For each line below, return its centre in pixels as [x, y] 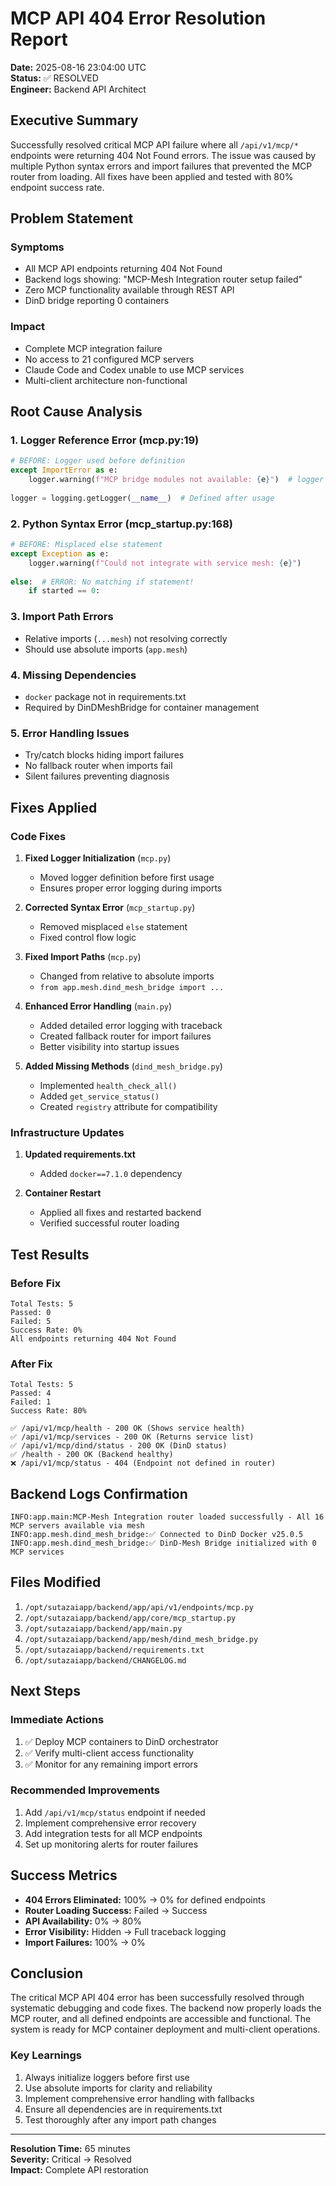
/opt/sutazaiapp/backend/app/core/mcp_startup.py [130, 1618]
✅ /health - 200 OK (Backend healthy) [92, 1455]
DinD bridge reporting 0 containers [97, 301]
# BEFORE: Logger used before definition [98, 461]
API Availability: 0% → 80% [83, 1921]
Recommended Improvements [85, 1790]
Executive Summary [74, 120]
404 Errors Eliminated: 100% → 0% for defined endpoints [145, 1899]
